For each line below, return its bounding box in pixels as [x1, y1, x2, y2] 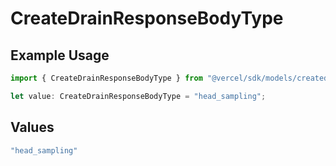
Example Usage [10, 47, 110, 64]
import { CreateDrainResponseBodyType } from [10, 73, 203, 83]
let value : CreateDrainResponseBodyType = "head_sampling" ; [10, 91, 267, 101]
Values [10, 119, 55, 136]
